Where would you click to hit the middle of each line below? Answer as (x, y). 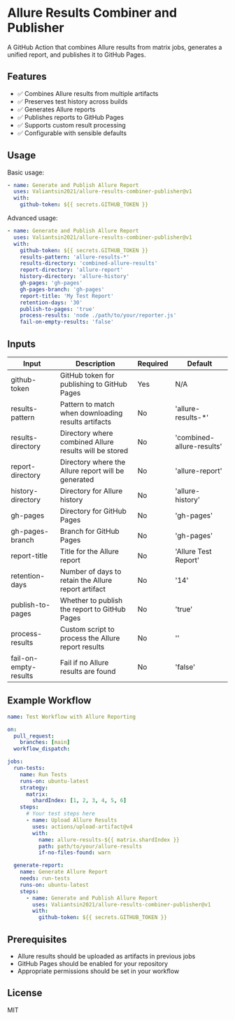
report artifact (83, 589)
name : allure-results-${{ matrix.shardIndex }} (109, 840)
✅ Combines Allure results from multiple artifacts (88, 93)
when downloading (91, 413)
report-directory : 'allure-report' (72, 270)
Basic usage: (26, 172)
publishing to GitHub (94, 384)
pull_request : (34, 736)
